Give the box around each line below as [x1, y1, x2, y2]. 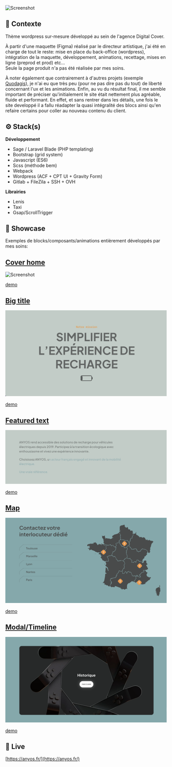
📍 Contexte [5, 19, 42, 28]
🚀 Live [5, 742, 26, 751]
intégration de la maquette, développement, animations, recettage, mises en [5, 54, 166, 60]
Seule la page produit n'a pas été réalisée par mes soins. [5, 65, 125, 71]
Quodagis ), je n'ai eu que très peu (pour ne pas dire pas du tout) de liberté [5, 80, 162, 87]
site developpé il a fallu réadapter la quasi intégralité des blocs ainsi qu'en [5, 102, 161, 108]
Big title [5, 296, 31, 305]
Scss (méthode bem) [12, 162, 57, 169]
